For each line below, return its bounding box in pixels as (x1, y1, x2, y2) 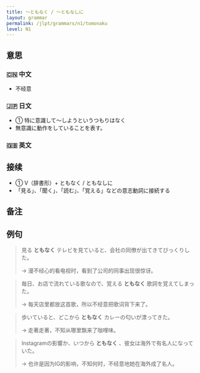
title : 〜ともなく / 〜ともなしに (6, 9, 84, 15)
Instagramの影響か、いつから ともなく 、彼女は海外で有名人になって (21, 339, 194, 347)
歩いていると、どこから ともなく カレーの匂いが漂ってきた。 (21, 314, 174, 321)
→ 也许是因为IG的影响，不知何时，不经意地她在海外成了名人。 (21, 360, 178, 368)
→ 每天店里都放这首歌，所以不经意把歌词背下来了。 (21, 300, 151, 308)
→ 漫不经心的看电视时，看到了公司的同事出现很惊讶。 (21, 267, 157, 275)
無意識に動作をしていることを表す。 (15, 125, 105, 132)
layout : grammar (6, 15, 48, 21)
